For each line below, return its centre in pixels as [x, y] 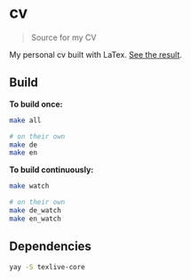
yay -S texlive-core [48, 267]
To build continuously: [52, 170]
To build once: [36, 104]
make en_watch [36, 219]
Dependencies [50, 247]
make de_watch [36, 211]
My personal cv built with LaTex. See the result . [95, 54]
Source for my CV [64, 37]
